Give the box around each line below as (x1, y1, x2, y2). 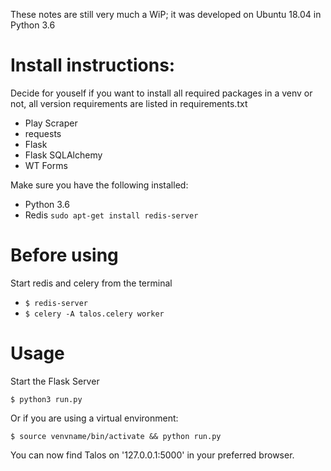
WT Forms (24, 159, 68, 171)
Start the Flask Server (10, 375, 100, 387)
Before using (10, 244, 119, 267)
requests (24, 127, 62, 139)
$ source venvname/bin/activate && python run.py (10, 431, 222, 441)
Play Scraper (24, 117, 78, 129)
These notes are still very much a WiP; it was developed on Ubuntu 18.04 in (10, 9, 322, 20)
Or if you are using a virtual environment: (10, 412, 179, 424)
